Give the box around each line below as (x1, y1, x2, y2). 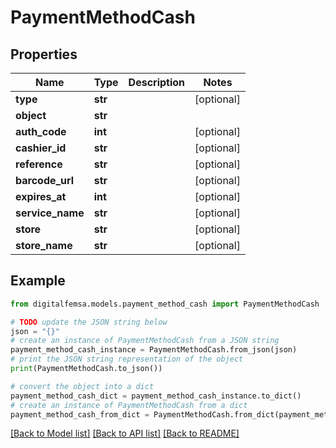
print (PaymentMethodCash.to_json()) (10, 364, 163, 374)
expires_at (15, 190, 67, 203)
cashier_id (15, 141, 67, 155)
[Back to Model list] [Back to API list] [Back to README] (10, 427, 240, 440)
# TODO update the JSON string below (10, 317, 168, 327)
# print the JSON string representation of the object (10, 354, 244, 365)
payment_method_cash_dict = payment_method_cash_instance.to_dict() (10, 391, 302, 401)
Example (10, 272, 66, 290)
